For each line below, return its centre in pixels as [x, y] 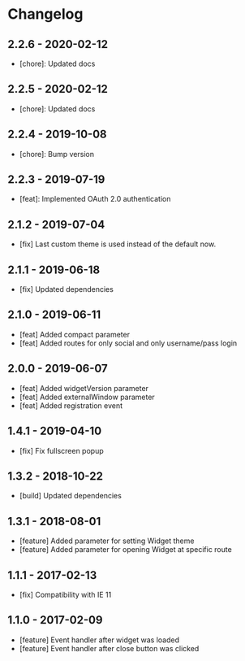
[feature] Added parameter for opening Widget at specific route [125, 550]
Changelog [45, 14]
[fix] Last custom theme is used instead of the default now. [118, 244]
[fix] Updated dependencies [67, 289]
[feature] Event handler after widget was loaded [99, 640]
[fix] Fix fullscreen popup [61, 450]
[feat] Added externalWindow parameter [87, 397]
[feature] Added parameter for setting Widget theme [107, 541]
